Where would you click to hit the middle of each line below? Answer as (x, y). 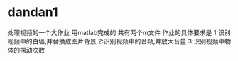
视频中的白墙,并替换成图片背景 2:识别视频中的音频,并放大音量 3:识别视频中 (116, 41)
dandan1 (33, 12)
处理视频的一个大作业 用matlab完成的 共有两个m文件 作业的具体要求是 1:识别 (119, 32)
